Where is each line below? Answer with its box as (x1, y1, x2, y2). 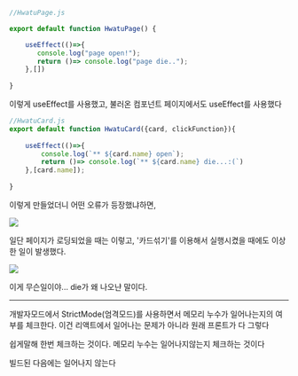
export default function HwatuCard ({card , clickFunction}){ (9, 124, 237, 133)
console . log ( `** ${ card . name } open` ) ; (41, 149, 184, 159)
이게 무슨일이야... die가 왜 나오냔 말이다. (9, 281, 148, 292)
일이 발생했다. (18, 246, 67, 256)
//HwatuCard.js (9, 116, 66, 125)
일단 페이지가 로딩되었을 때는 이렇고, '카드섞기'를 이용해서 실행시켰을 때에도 (9, 235, 270, 246)
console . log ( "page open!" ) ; (36, 49, 141, 58)
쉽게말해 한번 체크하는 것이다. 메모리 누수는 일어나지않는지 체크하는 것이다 (9, 338, 265, 349)
